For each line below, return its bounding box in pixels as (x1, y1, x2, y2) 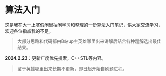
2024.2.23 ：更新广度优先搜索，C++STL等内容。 (5, 55, 106, 61)
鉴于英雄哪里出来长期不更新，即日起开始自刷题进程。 (17, 65, 127, 72)
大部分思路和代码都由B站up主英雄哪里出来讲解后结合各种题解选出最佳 (17, 38, 161, 44)
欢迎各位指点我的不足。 (5, 28, 53, 34)
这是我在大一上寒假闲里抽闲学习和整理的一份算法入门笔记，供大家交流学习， (5, 22, 163, 28)
